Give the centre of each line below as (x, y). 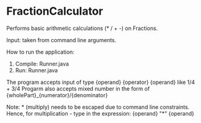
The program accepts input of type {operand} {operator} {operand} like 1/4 (101, 82)
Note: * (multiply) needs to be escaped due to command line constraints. (98, 107)
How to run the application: (40, 52)
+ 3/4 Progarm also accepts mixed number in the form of (78, 88)
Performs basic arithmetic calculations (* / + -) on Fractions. (82, 28)
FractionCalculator (55, 11)
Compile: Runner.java (42, 64)
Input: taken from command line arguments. (61, 40)
